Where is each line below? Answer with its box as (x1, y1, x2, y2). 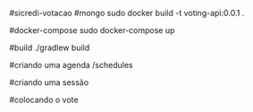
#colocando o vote (9, 94, 79, 105)
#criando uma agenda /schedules (9, 60, 133, 70)
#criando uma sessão (9, 77, 89, 88)
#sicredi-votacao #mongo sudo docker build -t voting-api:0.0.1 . (9, 8, 245, 18)
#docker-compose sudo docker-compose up (9, 25, 175, 35)
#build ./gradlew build (9, 42, 90, 53)
